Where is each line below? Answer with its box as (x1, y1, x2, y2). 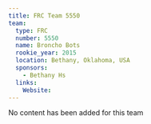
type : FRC (15, 26, 48, 34)
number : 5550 (15, 34, 59, 42)
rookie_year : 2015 (15, 49, 77, 57)
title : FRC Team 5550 (8, 11, 81, 20)
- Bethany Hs (22, 71, 66, 79)
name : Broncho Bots (15, 42, 81, 50)
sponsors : (15, 64, 48, 72)
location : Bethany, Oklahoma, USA (15, 57, 130, 65)
